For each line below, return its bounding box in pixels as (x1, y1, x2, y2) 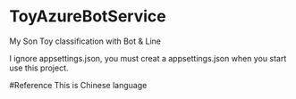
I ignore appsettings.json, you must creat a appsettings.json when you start (9, 53, 287, 63)
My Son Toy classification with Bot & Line (9, 36, 161, 46)
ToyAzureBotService (9, 6, 167, 27)
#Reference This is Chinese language (9, 79, 148, 90)
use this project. (9, 62, 69, 73)
